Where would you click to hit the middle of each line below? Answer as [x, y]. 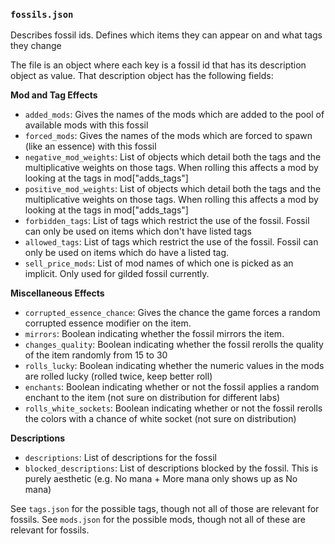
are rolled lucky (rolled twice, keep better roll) [118, 376]
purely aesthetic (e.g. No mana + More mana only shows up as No [161, 479]
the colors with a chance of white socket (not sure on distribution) [160, 419]
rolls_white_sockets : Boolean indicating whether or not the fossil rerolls [173, 408]
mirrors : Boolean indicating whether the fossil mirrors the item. [154, 334]
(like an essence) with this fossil [90, 146]
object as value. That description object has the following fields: [142, 76]
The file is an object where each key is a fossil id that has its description [158, 65]
